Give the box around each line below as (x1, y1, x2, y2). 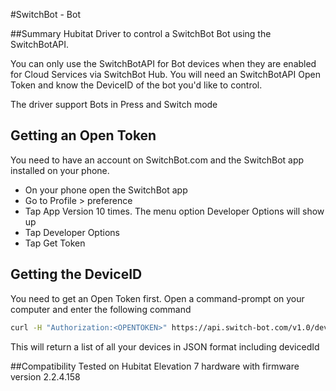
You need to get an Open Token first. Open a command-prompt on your (10, 292, 305, 304)
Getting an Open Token (10, 127, 157, 144)
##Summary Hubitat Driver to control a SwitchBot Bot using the (10, 28, 272, 39)
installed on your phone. (10, 164, 110, 176)
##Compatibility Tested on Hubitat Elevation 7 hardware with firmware (10, 360, 300, 372)
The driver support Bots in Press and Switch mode (10, 99, 218, 110)
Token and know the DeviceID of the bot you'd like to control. (10, 79, 263, 91)
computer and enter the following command (10, 303, 192, 315)
